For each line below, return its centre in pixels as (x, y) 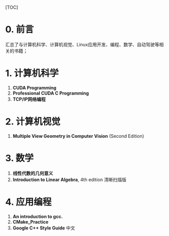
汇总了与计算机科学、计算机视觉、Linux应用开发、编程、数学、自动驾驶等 (82, 44)
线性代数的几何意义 (33, 173)
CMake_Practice (31, 222)
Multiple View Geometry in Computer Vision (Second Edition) (78, 136)
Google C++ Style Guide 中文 (44, 228)
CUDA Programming (35, 87)
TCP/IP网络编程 (29, 99)
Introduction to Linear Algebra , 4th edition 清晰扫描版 (69, 180)
